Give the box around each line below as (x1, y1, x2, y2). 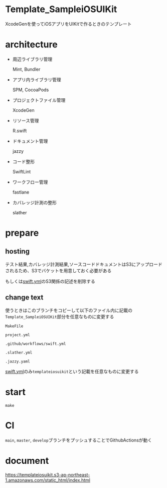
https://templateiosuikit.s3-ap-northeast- (5, 471, 90, 477)
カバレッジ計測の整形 (12, 199, 57, 205)
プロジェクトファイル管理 (12, 97, 66, 103)
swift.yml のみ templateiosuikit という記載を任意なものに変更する (5, 368, 139, 374)
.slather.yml (5, 350, 33, 355)
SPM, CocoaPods (12, 87, 49, 93)
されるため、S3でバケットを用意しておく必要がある (5, 267, 112, 273)
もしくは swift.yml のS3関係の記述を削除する (5, 278, 95, 284)
